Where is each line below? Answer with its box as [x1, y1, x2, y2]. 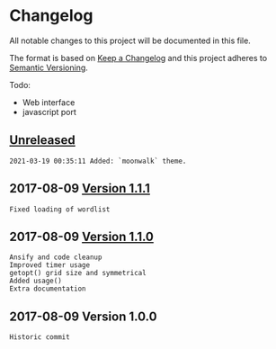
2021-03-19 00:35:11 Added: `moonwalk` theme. [9, 157, 187, 166]
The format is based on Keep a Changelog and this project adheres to [9, 52, 268, 63]
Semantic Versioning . [9, 62, 88, 73]
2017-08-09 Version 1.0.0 [9, 309, 157, 324]
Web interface [22, 96, 76, 108]
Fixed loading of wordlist [9, 204, 111, 214]
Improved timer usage [9, 261, 91, 270]
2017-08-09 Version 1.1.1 [9, 181, 151, 196]
